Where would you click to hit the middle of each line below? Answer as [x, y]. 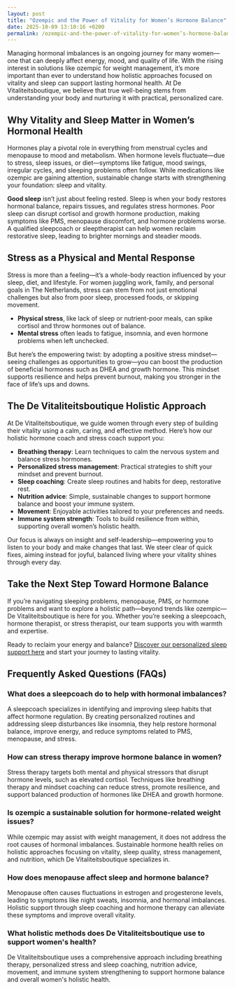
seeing [17, 361]
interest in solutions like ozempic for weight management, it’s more [104, 68]
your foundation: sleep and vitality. [57, 185]
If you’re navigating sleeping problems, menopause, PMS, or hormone [108, 601]
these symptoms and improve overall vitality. [72, 915]
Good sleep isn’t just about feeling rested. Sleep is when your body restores [117, 199]
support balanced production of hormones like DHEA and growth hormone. [115, 795]
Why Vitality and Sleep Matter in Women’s [101, 120]
